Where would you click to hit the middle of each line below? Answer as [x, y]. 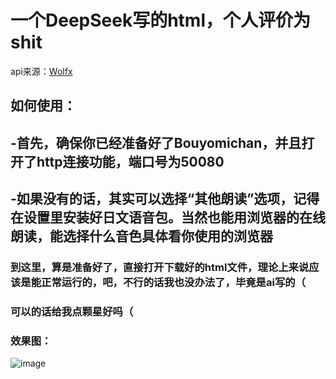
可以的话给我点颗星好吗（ [72, 311]
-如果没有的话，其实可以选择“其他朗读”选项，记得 [165, 199]
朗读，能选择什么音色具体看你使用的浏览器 [141, 236]
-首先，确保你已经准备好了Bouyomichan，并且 [156, 142]
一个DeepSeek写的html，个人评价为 [160, 20]
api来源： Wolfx [41, 71]
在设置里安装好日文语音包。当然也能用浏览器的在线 [168, 217]
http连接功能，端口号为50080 [130, 161]
